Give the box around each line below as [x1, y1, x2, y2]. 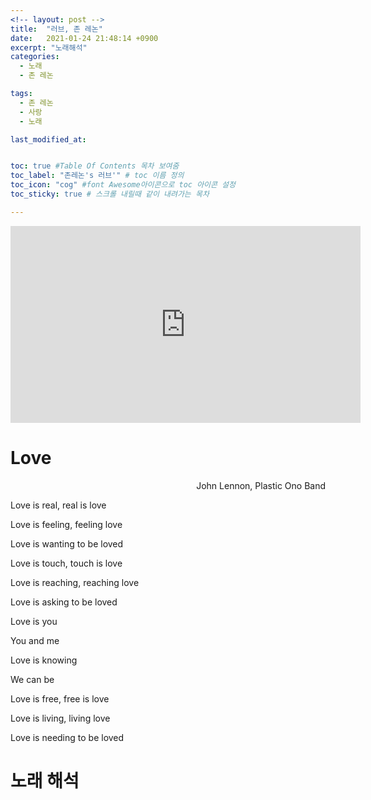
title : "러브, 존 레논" [10, 24, 103, 34]
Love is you [10, 615, 58, 627]
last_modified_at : [10, 134, 87, 145]
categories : [10, 52, 60, 62]
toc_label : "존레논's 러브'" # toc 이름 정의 [10, 171, 185, 181]
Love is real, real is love [10, 499, 107, 511]
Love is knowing [10, 654, 78, 666]
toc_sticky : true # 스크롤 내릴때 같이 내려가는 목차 [10, 189, 210, 199]
